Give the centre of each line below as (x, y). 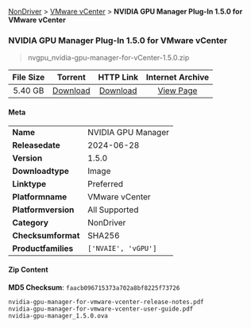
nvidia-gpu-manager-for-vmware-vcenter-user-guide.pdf (101, 309)
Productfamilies (43, 248)
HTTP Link (118, 77)
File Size (29, 77)
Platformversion (43, 210)
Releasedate (37, 145)
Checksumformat (46, 235)
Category (31, 222)
